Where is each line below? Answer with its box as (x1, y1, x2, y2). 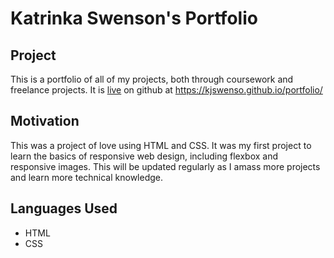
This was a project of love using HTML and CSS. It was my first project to (10, 139, 312, 151)
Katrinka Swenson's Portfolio (10, 7, 258, 30)
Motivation (10, 113, 80, 130)
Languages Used (10, 200, 118, 217)
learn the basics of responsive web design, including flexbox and (10, 150, 279, 162)
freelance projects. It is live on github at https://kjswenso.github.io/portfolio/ (10, 84, 323, 96)
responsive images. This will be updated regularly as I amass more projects (10, 160, 321, 172)
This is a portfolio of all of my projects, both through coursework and (10, 73, 294, 85)
